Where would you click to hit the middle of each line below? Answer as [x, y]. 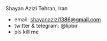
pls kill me [26, 32]
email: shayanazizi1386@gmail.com [57, 19]
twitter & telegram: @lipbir [46, 26]
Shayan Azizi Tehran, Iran [37, 8]
